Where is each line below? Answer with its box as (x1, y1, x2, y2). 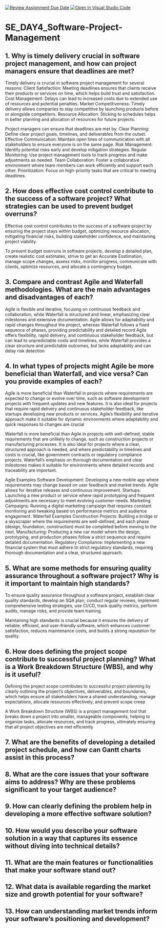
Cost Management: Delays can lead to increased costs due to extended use (5, 96, 158, 101)
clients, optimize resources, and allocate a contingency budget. (5, 264, 133, 269)
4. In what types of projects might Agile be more (5, 362, 154, 370)
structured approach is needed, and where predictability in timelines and (5, 446, 151, 453)
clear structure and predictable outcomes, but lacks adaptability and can (5, 342, 151, 348)
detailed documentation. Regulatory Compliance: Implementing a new (5, 539, 145, 545)
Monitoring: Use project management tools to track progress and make (5, 152, 148, 158)
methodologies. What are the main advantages (5, 286, 151, 294)
